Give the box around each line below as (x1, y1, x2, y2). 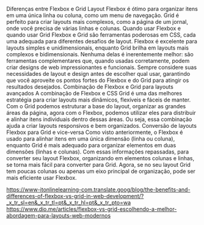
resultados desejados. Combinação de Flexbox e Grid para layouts (6, 83, 174, 90)
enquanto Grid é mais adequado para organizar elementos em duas (6, 142, 177, 149)
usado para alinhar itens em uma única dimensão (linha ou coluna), (6, 135, 175, 142)
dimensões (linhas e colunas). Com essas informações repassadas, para (6, 148, 189, 155)
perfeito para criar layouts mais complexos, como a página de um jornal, (6, 18, 188, 25)
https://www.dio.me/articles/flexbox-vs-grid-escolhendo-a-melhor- (6, 205, 177, 213)
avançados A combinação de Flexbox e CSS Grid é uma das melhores (6, 90, 182, 97)
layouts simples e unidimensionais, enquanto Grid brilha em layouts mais (6, 44, 189, 51)
